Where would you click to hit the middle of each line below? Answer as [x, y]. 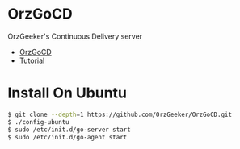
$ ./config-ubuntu [38, 122]
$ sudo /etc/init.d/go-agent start [67, 137]
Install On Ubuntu [67, 93]
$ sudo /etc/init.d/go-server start [69, 130]
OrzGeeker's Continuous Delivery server [75, 36]
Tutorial [32, 60]
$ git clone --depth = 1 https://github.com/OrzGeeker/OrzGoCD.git [120, 114]
